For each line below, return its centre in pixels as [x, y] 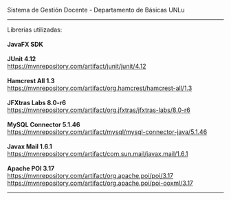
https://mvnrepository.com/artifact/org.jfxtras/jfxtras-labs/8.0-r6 [99, 110]
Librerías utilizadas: [35, 30]
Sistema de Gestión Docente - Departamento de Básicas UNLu [96, 10]
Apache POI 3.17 [31, 168]
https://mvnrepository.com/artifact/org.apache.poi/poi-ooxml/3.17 [100, 183]
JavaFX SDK [25, 44]
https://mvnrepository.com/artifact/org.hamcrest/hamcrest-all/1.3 [100, 88]
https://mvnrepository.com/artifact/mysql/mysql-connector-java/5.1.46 [107, 132]
